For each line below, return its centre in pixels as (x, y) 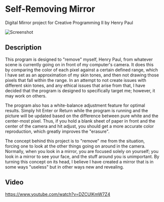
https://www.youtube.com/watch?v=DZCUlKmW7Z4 (58, 194)
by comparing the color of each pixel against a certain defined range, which (82, 70)
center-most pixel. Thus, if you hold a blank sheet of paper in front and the (80, 121)
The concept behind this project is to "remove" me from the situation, (75, 141)
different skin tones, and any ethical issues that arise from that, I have (75, 85)
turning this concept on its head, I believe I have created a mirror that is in (79, 162)
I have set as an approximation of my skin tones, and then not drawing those (82, 75)
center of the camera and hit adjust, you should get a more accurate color (80, 126)
